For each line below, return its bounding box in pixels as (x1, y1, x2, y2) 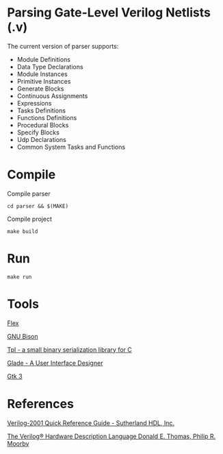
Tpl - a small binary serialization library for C (7, 345, 132, 354)
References (7, 396, 74, 411)
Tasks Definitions (16, 106, 66, 115)
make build (7, 228, 38, 235)
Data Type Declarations (16, 62, 83, 71)
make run (7, 273, 32, 280)
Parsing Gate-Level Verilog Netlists (7, 5, 211, 21)
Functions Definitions (16, 113, 77, 121)
